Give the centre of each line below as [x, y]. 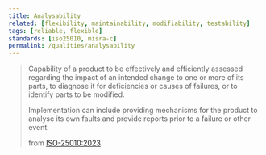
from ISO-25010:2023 [64, 143]
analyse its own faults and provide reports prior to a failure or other [139, 119]
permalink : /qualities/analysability [72, 46]
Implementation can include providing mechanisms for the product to [143, 111]
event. [39, 128]
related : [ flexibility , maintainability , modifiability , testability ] [129, 23]
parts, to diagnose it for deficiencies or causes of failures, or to [133, 86]
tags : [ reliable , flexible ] [56, 31]
